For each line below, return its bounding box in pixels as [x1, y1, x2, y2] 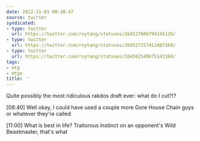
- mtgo [6, 70, 23, 76]
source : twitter [6, 14, 47, 20]
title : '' [6, 76, 31, 82]
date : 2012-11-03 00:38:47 [6, 8, 74, 15]
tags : [6, 59, 20, 65]
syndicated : [6, 20, 36, 26]
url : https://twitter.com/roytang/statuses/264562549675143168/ [11, 53, 176, 59]
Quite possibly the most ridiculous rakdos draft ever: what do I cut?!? [6, 92, 177, 100]
